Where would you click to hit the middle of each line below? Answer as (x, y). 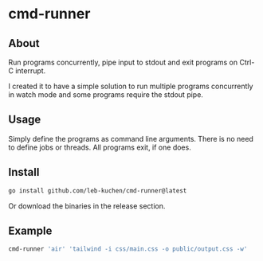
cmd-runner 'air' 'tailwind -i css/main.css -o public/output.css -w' (128, 249)
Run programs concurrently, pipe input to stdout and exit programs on (123, 62)
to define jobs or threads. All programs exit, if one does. (100, 147)
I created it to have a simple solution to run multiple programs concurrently (131, 86)
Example (30, 230)
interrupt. (31, 71)
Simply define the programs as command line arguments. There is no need (131, 138)
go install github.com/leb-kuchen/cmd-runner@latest (98, 191)
